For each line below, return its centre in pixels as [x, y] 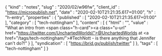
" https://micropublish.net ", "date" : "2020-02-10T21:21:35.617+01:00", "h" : [81, 12]
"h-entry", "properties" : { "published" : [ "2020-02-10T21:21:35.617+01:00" [81, 17]
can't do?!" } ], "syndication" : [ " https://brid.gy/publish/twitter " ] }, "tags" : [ [81, 43]
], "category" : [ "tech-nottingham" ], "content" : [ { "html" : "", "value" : [77, 22]
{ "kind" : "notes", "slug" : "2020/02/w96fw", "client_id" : [62, 7]
